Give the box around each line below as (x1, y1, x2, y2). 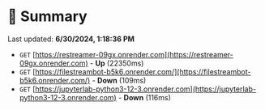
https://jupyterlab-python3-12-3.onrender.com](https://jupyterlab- (35, 84, 257, 94)
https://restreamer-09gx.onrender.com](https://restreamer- (35, 49, 234, 59)
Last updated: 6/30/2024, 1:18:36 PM (7, 34, 135, 44)
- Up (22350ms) (89, 58, 144, 68)
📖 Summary (7, 7, 88, 26)
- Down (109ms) (92, 75, 147, 85)
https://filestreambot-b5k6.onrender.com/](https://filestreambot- (35, 66, 251, 76)
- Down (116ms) (118, 92, 172, 102)
